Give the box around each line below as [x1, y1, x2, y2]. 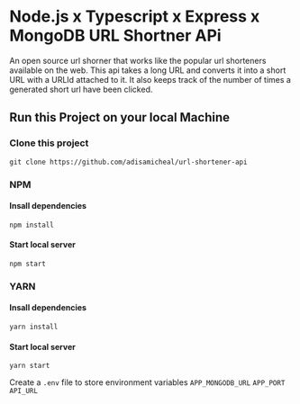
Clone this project [9, 137, 89, 149]
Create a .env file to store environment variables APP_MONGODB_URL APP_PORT [9, 377, 286, 388]
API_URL [9, 387, 39, 396]
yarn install [9, 322, 59, 332]
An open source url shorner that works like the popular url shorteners [9, 55, 267, 66]
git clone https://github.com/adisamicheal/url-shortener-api [9, 157, 248, 166]
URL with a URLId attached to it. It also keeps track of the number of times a [9, 74, 291, 85]
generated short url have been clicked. [9, 84, 153, 94]
